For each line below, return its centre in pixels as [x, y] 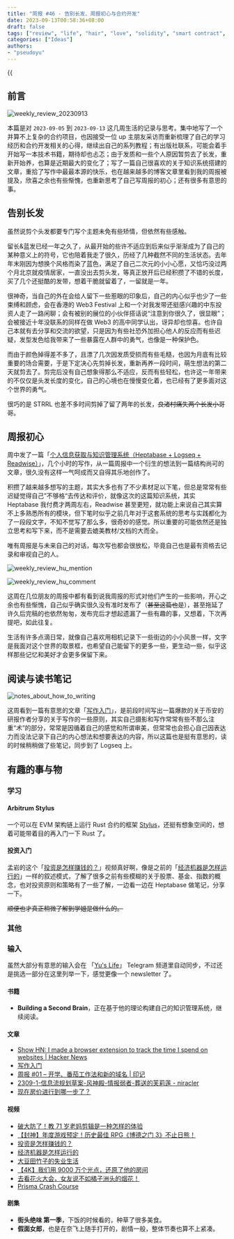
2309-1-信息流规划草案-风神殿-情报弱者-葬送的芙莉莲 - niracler [108, 1083]
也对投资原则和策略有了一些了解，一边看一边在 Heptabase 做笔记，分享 [122, 884]
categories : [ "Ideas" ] [40, 40]
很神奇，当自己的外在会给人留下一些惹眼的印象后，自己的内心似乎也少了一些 [117, 296]
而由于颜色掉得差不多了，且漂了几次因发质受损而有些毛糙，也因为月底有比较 [117, 354]
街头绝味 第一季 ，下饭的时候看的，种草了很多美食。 [91, 1219]
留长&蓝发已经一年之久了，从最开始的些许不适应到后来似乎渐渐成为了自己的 [116, 246]
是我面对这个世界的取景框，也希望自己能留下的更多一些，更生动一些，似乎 [114, 646]
